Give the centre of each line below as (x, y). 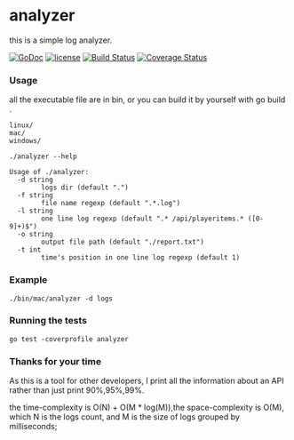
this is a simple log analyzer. (61, 40)
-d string (35, 180)
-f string (35, 196)
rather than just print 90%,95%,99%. (77, 390)
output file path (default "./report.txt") (123, 242)
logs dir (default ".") (85, 188)
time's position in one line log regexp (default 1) (141, 258)
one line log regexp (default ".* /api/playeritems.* (143, 219)
